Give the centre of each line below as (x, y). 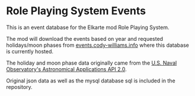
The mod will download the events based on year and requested (85, 39)
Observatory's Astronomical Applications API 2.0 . (66, 69)
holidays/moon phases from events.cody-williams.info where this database (98, 45)
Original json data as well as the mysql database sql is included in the (91, 81)
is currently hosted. (30, 51)
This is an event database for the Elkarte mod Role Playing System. (88, 27)
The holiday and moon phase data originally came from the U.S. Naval (92, 63)
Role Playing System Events (76, 11)
